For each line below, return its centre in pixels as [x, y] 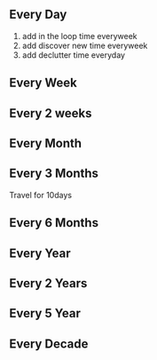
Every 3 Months [54, 174]
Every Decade [49, 344]
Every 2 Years [48, 283]
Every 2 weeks [51, 113]
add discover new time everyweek [85, 45]
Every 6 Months [54, 223]
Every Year [40, 253]
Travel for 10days [41, 195]
